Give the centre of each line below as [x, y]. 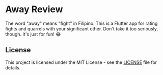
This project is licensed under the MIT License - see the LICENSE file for [81, 62]
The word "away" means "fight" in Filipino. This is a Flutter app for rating [81, 23]
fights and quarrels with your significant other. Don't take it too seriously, [81, 28]
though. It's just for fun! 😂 [33, 34]
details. [13, 67]
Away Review [34, 9]
